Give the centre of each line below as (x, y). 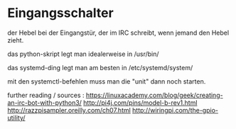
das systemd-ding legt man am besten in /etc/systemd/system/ (100, 67)
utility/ (17, 118)
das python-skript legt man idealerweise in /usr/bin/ (83, 54)
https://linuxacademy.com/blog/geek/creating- (154, 95)
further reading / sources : (46, 95)
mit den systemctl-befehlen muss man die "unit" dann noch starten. (107, 81)
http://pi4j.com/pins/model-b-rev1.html (140, 102)
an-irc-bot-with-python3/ (44, 102)
